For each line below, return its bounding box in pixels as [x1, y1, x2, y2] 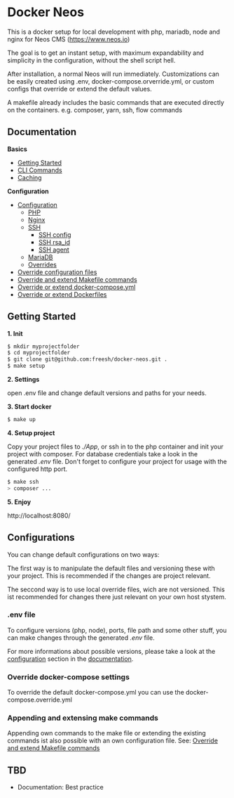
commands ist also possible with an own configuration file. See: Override [7, 736, 219, 745]
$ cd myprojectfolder [7, 349, 71, 356]
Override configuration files [17, 268, 97, 276]
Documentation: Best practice [17, 783, 104, 792]
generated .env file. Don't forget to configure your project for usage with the [7, 457, 228, 465]
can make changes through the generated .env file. [7, 633, 156, 642]
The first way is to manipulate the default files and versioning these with [7, 564, 215, 572]
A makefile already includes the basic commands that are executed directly [7, 98, 224, 106]
